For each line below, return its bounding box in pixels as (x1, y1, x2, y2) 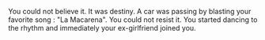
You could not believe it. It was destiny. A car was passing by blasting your (8, 7, 252, 16)
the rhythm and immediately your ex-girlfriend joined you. (8, 24, 196, 32)
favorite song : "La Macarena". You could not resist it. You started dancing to (8, 15, 258, 24)
